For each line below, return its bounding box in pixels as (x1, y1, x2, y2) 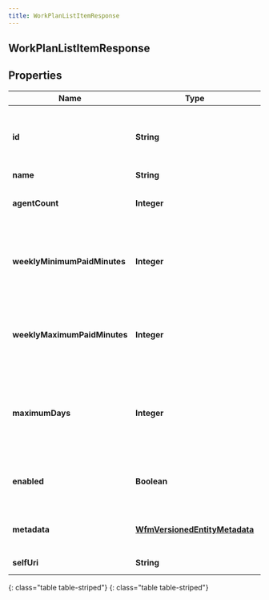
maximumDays (12, 407, 70, 418)
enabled (12, 476, 44, 487)
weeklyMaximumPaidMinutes (12, 329, 128, 340)
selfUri (12, 557, 38, 568)
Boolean (135, 476, 168, 487)
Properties (8, 69, 62, 83)
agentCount (12, 198, 59, 209)
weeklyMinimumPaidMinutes (12, 255, 126, 267)
